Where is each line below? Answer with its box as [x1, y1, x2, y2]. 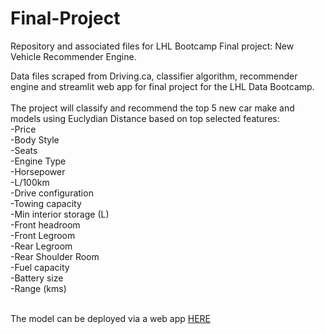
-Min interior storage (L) [10, 208, 110, 220]
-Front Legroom [10, 229, 76, 241]
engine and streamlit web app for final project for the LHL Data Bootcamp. [10, 80, 315, 92]
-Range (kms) [10, 282, 67, 294]
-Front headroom [10, 218, 81, 231]
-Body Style [10, 133, 60, 146]
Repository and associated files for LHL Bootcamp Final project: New [10, 40, 295, 52]
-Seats [10, 144, 38, 156]
